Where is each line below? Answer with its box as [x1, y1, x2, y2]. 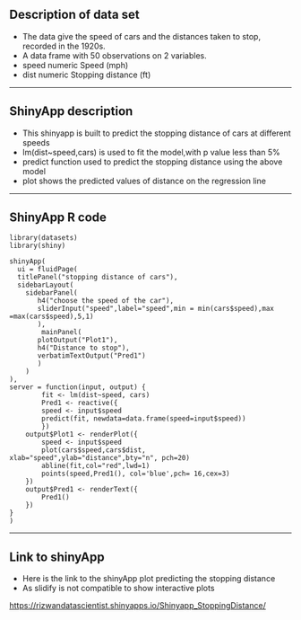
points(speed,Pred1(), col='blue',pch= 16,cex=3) [41, 469, 230, 479]
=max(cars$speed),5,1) [9, 312, 94, 322]
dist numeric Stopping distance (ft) [21, 69, 151, 80]
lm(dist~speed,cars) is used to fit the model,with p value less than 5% [21, 146, 280, 157]
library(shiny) [9, 242, 66, 251]
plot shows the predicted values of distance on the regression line [21, 175, 267, 186]
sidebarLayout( [17, 280, 74, 290]
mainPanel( [41, 328, 82, 337]
